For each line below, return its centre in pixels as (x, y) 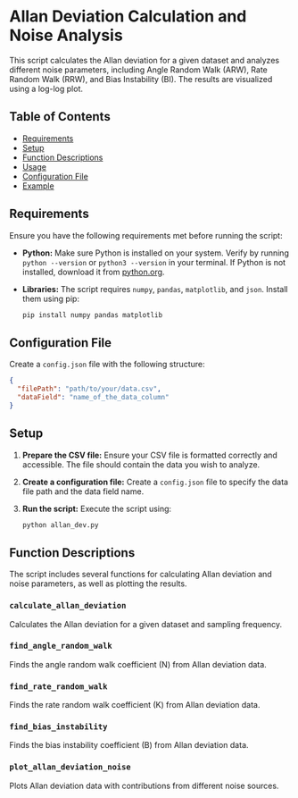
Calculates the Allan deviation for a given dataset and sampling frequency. (146, 624)
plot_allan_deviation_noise (70, 767)
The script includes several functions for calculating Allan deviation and (141, 575)
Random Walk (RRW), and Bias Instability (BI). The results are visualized (141, 79)
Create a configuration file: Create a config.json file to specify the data (155, 482)
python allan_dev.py (60, 525)
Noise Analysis (66, 35)
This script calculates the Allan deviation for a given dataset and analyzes (144, 60)
